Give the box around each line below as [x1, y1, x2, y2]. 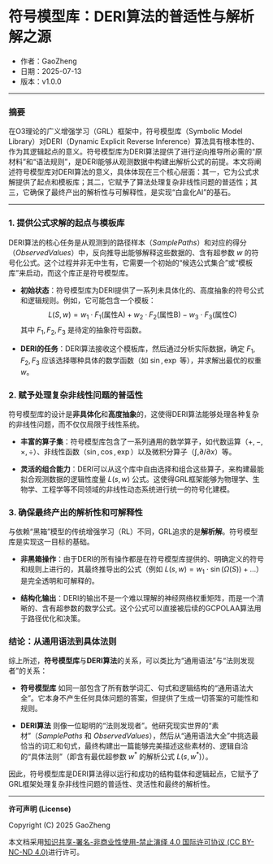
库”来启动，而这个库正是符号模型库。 [8, 267, 133, 277]
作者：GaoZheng [19, 56, 77, 66]
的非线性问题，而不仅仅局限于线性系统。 [8, 419, 144, 429]
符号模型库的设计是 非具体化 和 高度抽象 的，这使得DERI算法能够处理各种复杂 [8, 410, 260, 419]
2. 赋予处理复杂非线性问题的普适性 [8, 389, 144, 401]
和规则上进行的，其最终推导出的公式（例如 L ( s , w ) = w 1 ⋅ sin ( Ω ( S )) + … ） [19, 564, 264, 576]
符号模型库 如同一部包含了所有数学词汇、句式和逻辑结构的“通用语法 [19, 684, 246, 693]
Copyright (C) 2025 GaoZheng [8, 820, 111, 830]
